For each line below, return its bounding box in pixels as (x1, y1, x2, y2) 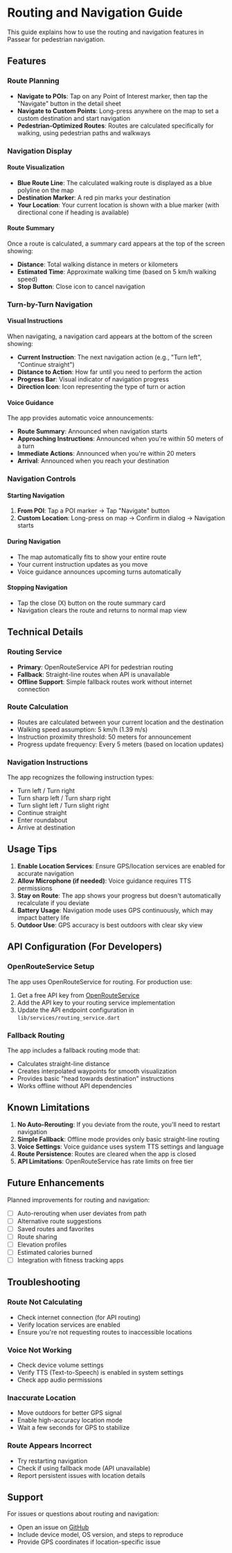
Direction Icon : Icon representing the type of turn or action (17, 383, 186, 391)
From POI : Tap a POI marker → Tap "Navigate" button (17, 506, 170, 515)
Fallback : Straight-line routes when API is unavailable (17, 670, 170, 678)
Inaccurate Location (7, 1393, 76, 1402)
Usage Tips (7, 843, 57, 855)
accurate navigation (17, 869, 74, 877)
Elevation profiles (17, 1240, 67, 1249)
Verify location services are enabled (17, 1320, 121, 1329)
